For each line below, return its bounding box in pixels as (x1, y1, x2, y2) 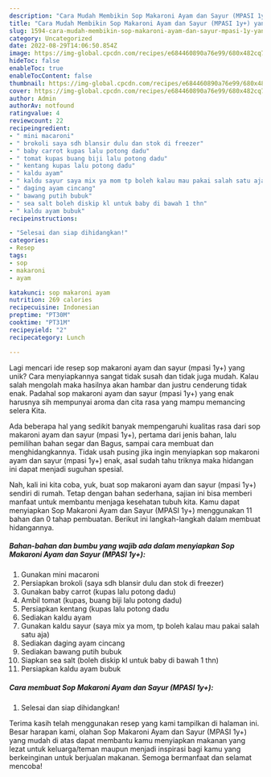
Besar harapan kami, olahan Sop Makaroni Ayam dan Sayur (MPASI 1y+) (9, 727, 248, 737)
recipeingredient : (9, 124, 71, 132)
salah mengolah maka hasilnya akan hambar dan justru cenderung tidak (9, 380, 248, 390)
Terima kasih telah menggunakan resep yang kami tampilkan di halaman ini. (9, 719, 260, 729)
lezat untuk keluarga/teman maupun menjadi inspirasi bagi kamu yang (9, 744, 241, 754)
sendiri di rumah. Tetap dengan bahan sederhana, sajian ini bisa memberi (9, 488, 253, 498)
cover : (9, 86, 31, 95)
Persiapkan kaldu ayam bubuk (20, 664, 121, 674)
